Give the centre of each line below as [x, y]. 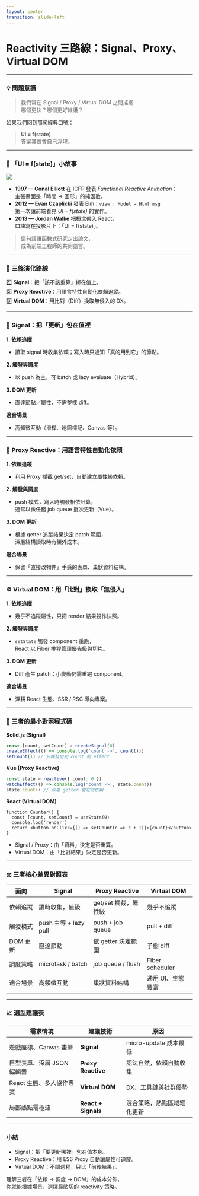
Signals [91, 1111]
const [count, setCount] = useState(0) [61, 817]
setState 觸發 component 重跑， [54, 641]
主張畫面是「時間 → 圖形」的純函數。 [60, 196]
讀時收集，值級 [60, 907]
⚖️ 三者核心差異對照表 [37, 874]
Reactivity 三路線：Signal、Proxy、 [94, 48]
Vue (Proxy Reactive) [33, 768]
